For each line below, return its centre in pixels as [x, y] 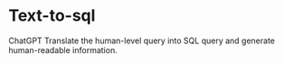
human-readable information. [63, 49]
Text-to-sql [52, 16]
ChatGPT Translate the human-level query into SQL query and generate [142, 40]
